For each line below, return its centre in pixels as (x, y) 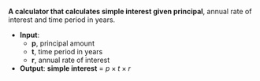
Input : (30, 35)
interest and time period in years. (62, 20)
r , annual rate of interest (71, 60)
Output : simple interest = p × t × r (75, 68)
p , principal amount (63, 43)
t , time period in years (67, 52)
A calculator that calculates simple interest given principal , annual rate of (130, 11)
